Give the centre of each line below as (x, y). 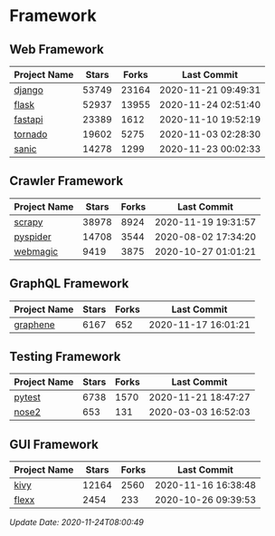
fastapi (28, 119)
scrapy (28, 221)
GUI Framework (54, 444)
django (28, 90)
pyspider (33, 237)
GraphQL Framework (69, 283)
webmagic (36, 251)
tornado (31, 134)
